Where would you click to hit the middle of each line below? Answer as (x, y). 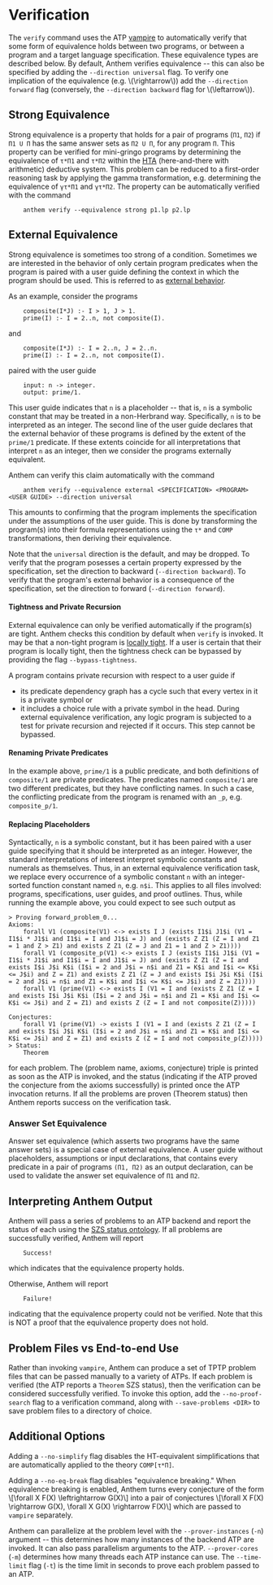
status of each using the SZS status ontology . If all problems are (115, 1230)
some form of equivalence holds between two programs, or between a (127, 46)
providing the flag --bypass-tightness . (73, 660)
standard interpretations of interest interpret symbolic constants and (123, 860)
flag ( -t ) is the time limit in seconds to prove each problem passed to (144, 1565)
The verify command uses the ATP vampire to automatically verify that (128, 37)
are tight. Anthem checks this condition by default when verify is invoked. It (136, 634)
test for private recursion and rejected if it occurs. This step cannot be (138, 725)
